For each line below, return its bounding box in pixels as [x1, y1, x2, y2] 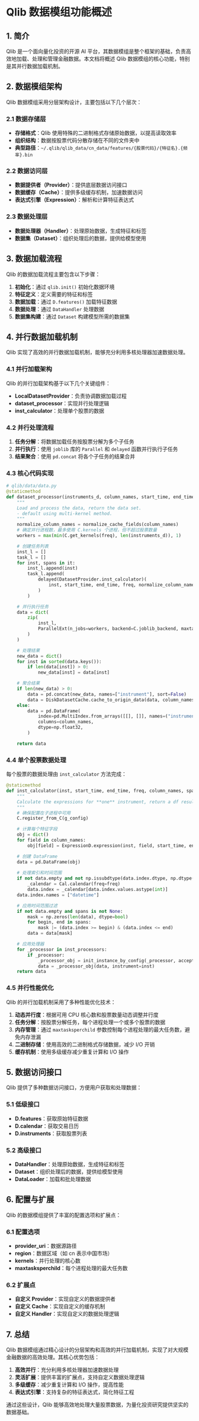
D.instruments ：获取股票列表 [14, 1130, 88, 1137]
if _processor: [27, 952, 65, 958]
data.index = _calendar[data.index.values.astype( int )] [27, 887, 168, 893]
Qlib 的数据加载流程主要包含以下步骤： [6, 271, 101, 278]
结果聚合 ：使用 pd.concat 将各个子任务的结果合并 [14, 452, 136, 460]
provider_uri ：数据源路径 [14, 1242, 77, 1249]
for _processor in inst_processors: [17, 946, 108, 953]
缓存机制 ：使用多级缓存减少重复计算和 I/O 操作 [14, 1048, 129, 1055]
